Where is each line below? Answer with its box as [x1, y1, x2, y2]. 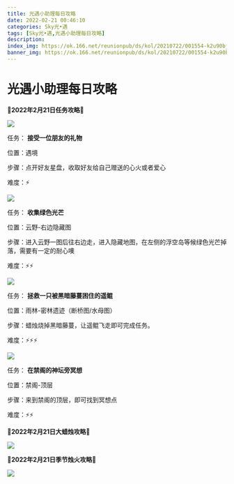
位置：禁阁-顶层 [7, 381, 54, 389]
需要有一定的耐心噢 [19, 246, 75, 255]
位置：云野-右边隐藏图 [7, 222, 72, 231]
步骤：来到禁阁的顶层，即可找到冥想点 [7, 395, 117, 404]
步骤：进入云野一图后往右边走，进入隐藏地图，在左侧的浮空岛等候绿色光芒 [7, 238, 221, 246]
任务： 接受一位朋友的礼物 [7, 133, 82, 142]
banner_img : [7, 50, 42, 56]
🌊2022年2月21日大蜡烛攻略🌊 [7, 427, 91, 436]
